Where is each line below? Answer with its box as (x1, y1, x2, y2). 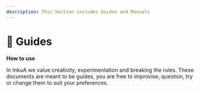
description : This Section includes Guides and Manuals (6, 8, 150, 15)
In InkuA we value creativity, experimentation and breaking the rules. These (6, 66, 195, 73)
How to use (6, 55, 35, 62)
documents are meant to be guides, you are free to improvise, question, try (6, 73, 193, 80)
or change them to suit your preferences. (6, 79, 109, 86)
